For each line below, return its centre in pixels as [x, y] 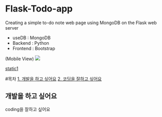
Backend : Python [31, 43]
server [12, 28]
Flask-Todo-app [39, 9]
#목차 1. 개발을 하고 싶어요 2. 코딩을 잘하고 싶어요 [53, 79]
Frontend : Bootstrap [34, 48]
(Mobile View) [20, 59]
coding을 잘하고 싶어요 [28, 109]
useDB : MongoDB [32, 38]
